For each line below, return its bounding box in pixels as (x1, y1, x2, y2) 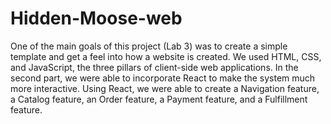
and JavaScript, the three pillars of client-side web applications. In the (10, 61, 299, 73)
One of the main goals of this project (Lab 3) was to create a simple (10, 40, 288, 52)
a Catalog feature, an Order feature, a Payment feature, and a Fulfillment (10, 93, 308, 105)
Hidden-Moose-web (10, 7, 183, 30)
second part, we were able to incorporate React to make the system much (10, 72, 316, 84)
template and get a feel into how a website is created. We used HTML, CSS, (10, 50, 322, 62)
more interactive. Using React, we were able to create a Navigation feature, (10, 82, 320, 94)
